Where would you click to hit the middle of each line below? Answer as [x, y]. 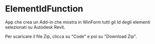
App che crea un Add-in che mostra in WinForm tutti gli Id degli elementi [77, 22]
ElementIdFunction [44, 9]
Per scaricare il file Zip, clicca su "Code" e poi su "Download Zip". [71, 36]
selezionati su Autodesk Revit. [35, 27]
